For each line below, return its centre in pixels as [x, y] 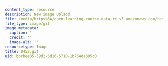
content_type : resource [30, 10]
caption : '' [22, 33]
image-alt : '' [24, 42]
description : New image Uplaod [38, 14]
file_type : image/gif [28, 24]
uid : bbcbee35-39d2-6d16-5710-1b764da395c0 [51, 56]
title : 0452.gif [22, 51]
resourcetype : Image [27, 47]
